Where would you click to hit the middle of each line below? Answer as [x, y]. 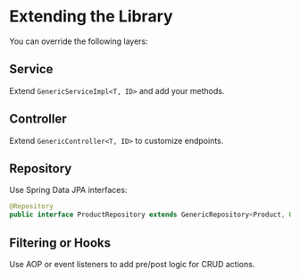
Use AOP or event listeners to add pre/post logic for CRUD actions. [132, 264]
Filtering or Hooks [60, 243]
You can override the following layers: [79, 41]
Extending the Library [91, 17]
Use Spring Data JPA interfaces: [68, 190]
